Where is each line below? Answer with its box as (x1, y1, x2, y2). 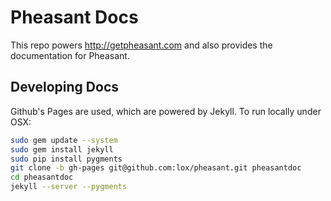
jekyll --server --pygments (10, 182, 128, 192)
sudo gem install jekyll (10, 144, 114, 155)
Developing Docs (10, 79, 119, 96)
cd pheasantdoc (10, 172, 74, 183)
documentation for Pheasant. (10, 49, 130, 61)
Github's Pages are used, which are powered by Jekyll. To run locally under (10, 105, 322, 117)
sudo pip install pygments (10, 154, 123, 164)
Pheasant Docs (10, 6, 139, 29)
